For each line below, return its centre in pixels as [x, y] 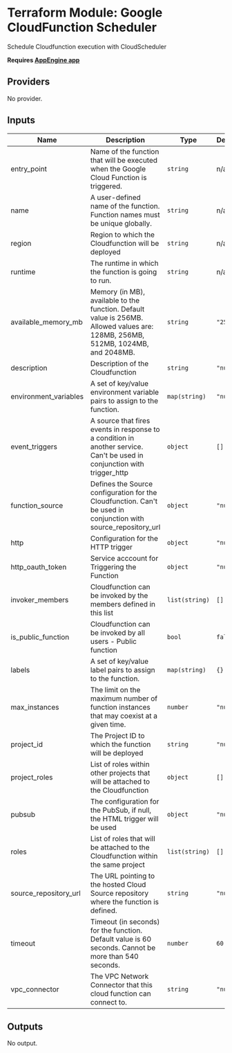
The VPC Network [119, 976]
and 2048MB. [113, 352]
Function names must [125, 215]
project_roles [32, 777]
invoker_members [40, 600]
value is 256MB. [117, 318]
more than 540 [115, 956]
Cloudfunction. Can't [124, 501]
